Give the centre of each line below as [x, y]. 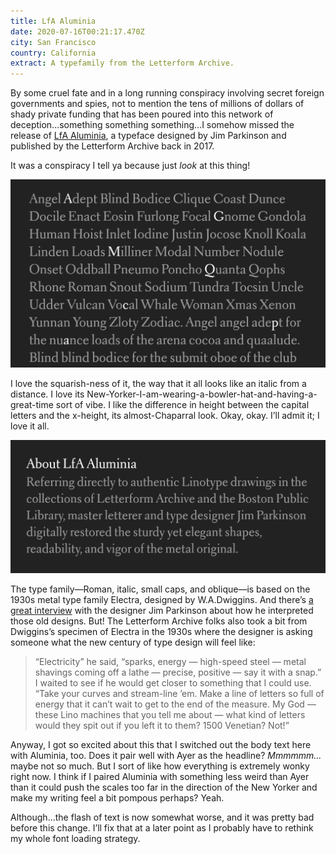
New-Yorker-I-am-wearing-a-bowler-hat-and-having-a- [202, 394]
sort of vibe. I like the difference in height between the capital [182, 404]
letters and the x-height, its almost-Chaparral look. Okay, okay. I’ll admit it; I [165, 415]
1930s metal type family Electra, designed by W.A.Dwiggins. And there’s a [162, 599]
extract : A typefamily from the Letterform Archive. [122, 63]
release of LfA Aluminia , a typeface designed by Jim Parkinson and [148, 136]
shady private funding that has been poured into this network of [142, 114]
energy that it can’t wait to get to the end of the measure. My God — [175, 704]
